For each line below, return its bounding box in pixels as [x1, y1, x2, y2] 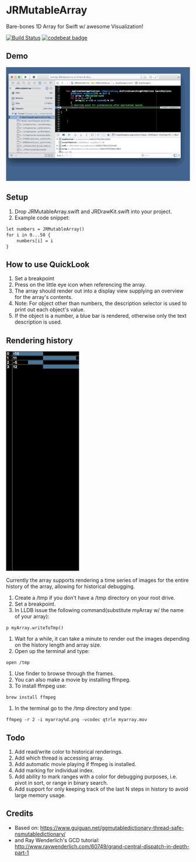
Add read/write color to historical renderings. [14, 748, 123, 755]
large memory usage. [14, 792, 66, 799]
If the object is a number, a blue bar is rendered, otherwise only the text [14, 312, 187, 320]
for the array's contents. [14, 294, 73, 301]
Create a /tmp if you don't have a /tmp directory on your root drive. [14, 595, 176, 602]
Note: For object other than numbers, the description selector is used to [14, 300, 187, 307]
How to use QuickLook [6, 260, 90, 270]
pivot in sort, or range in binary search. [14, 779, 108, 787]
